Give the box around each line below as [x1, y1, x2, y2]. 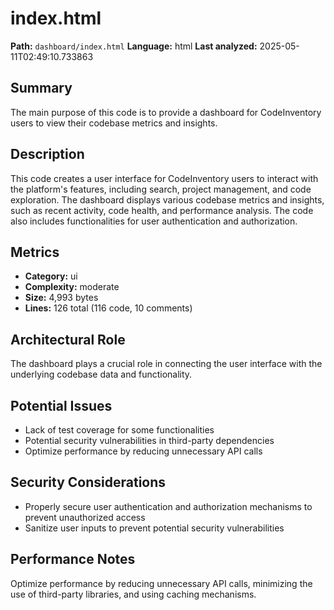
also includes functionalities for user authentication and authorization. [10, 215, 298, 227]
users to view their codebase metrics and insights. [10, 117, 218, 129]
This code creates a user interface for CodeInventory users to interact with [10, 172, 319, 184]
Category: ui [24, 270, 78, 282]
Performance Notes [10, 551, 136, 568]
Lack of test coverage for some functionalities [24, 424, 215, 436]
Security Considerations [10, 474, 167, 491]
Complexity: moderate [24, 281, 120, 293]
